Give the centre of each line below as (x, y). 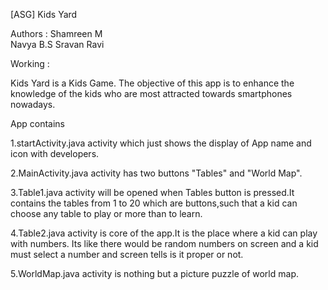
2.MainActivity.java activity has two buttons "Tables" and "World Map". (156, 173)
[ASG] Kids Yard (44, 14)
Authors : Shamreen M (56, 33)
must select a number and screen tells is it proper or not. (127, 254)
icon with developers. (55, 153)
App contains (37, 123)
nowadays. (33, 104)
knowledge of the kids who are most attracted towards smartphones (151, 93)
